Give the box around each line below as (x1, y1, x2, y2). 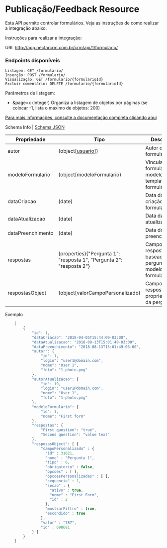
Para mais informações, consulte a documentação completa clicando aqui (5, 114, 157, 120)
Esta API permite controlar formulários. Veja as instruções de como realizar (5, 20, 159, 26)
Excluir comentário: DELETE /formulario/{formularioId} (5, 81, 123, 87)
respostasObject (7, 290, 46, 297)
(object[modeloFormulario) (58, 171, 122, 178)
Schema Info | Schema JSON (5, 124, 65, 130)
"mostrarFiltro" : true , (45, 506, 97, 511)
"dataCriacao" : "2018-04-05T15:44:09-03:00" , (31, 335, 128, 340)
